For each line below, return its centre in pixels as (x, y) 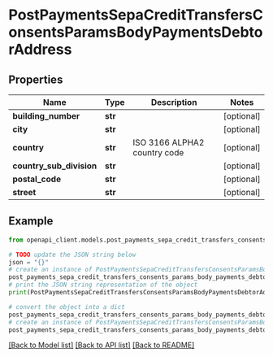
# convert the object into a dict (67, 307)
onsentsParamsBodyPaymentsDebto (136, 32)
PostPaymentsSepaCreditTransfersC (136, 15)
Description (174, 102)
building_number (46, 116)
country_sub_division (55, 166)
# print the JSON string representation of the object (103, 285)
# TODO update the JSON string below (72, 255)
